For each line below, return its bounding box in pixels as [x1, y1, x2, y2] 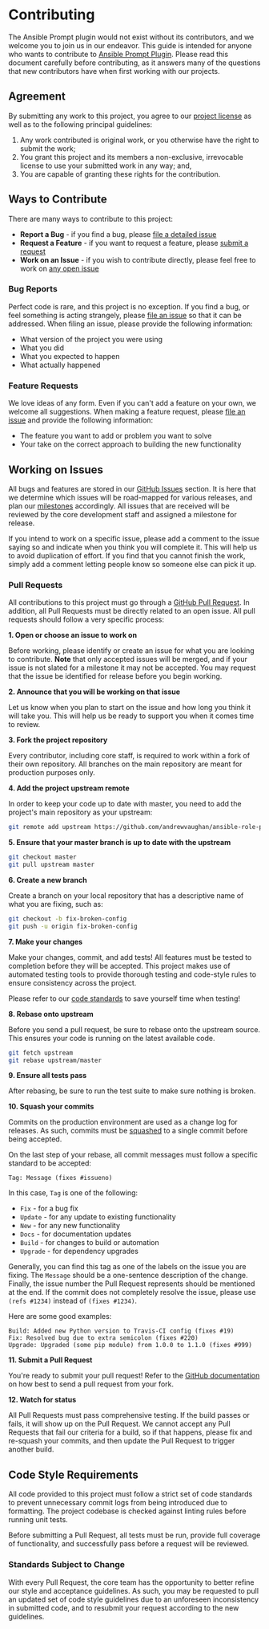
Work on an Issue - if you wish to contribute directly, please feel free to [19, 255, 256, 264]
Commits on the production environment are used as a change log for [8, 1117, 238, 1127]
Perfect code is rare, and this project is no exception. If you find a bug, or [8, 301, 250, 311]
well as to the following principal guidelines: [8, 119, 153, 129]
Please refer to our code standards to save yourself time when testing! [8, 994, 240, 1003]
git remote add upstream [8, 823, 91, 831]
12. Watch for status [8, 1395, 77, 1405]
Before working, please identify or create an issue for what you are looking [8, 646, 255, 655]
